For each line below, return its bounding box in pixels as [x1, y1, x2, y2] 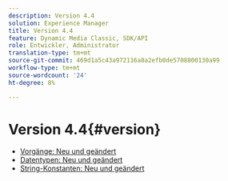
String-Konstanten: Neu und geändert [19, 163, 145, 173]
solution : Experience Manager [8, 19, 110, 27]
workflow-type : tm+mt [8, 64, 81, 72]
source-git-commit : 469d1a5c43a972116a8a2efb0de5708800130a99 [8, 57, 220, 65]
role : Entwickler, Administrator [8, 42, 120, 50]
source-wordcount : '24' [8, 71, 88, 79]
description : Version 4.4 [8, 11, 94, 20]
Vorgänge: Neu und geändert [19, 147, 117, 156]
